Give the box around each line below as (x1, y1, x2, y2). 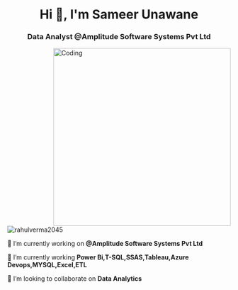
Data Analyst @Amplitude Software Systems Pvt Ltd (27, 32, 211, 42)
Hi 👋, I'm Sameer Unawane (40, 6, 198, 23)
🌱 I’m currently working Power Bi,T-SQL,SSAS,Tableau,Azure (7, 253, 189, 262)
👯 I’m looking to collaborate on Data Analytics (7, 274, 142, 283)
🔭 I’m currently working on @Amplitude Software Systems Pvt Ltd (7, 240, 203, 248)
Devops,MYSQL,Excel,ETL (7, 261, 87, 269)
